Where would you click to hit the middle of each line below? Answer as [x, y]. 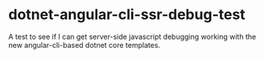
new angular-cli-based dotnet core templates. [85, 44]
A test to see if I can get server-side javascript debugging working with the [132, 37]
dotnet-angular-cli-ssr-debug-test [127, 15]
